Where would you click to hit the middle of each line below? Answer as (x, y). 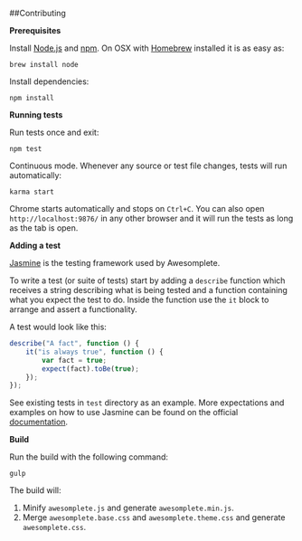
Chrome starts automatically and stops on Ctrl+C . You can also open (137, 209)
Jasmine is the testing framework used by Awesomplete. (115, 263)
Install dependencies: (49, 81)
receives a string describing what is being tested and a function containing (148, 290)
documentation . (39, 422)
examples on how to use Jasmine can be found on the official (124, 413)
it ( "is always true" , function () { (95, 352)
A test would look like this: (58, 327)
